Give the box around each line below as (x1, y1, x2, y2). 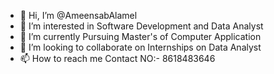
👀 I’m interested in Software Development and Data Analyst (19, 20, 264, 32)
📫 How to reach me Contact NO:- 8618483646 (19, 53, 216, 64)
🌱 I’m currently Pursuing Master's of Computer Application (19, 31, 262, 42)
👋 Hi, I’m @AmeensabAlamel (19, 10, 138, 21)
